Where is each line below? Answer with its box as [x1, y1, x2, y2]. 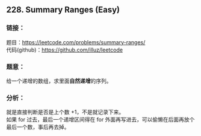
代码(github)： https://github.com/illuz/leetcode [6, 46, 123, 53]
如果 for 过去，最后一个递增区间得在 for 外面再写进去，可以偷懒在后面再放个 [6, 116, 195, 123]
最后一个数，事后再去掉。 [6, 123, 70, 131]
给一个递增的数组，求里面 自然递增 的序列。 [6, 77, 112, 84]
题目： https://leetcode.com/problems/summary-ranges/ [6, 38, 146, 46]
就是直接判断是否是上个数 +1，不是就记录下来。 [6, 108, 125, 116]
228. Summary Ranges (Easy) [6, 5, 120, 15]
